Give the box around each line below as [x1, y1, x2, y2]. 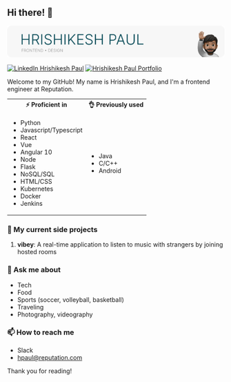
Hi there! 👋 [7, 7, 54, 19]
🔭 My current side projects [7, 225, 98, 234]
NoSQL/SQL [20, 170, 55, 178]
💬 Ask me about [7, 265, 61, 275]
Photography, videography [17, 310, 93, 318]
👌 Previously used [88, 101, 144, 109]
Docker [20, 192, 41, 200]
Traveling [17, 303, 44, 311]
